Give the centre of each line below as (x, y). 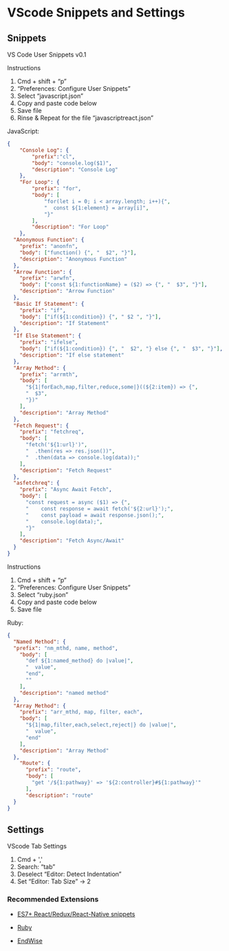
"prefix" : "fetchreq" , (52, 432)
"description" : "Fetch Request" (66, 470)
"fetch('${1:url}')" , (56, 445)
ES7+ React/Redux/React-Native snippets (76, 915)
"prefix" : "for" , (56, 189)
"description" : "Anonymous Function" (74, 259)
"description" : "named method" (64, 693)
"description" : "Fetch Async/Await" (72, 541)
